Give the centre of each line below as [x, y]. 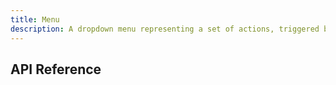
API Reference [56, 69]
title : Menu [35, 19]
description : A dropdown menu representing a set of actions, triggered [165, 29]
